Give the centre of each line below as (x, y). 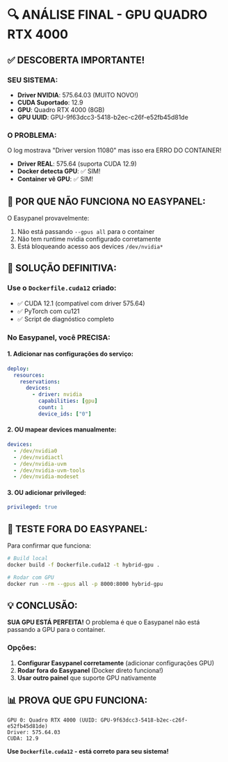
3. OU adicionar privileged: (47, 492)
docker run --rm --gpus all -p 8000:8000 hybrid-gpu (85, 584)
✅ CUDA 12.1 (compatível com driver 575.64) (81, 303)
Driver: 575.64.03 (34, 732)
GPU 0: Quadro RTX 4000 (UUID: (52, 720)
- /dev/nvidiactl (39, 457)
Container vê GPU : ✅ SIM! (55, 179)
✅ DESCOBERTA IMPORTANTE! (76, 60)
